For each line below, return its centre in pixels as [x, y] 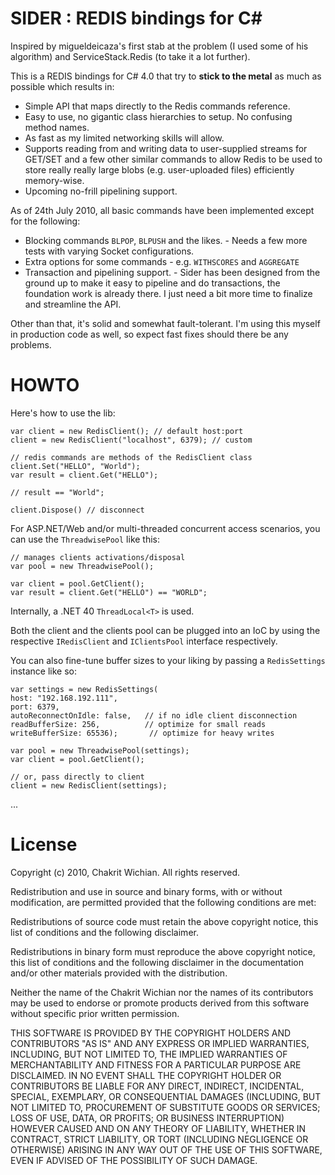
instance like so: [43, 671]
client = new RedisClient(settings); [89, 785]
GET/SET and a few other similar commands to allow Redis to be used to [173, 159]
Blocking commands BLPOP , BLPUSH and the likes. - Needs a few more [166, 240]
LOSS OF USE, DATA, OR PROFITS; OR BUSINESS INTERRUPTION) [147, 1118]
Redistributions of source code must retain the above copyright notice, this [164, 921]
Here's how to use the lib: [63, 413]
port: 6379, [35, 707]
